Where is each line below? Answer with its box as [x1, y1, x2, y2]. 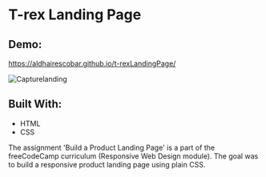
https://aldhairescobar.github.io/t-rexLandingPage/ [8, 58, 176, 68]
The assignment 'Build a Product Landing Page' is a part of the [8, 143, 215, 152]
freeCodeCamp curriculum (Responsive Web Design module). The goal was [8, 151, 259, 161]
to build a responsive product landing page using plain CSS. [8, 159, 206, 169]
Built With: [8, 98, 62, 111]
